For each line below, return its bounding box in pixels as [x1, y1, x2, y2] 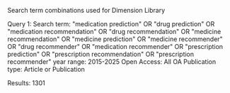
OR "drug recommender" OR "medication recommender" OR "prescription [7, 43, 224, 50]
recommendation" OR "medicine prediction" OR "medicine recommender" [7, 35, 223, 43]
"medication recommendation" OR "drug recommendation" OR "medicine [7, 28, 222, 35]
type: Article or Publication [7, 65, 85, 73]
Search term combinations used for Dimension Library [7, 6, 166, 14]
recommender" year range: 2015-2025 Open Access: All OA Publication [7, 58, 217, 66]
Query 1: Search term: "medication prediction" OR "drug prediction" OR [7, 20, 215, 28]
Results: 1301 [7, 79, 45, 87]
